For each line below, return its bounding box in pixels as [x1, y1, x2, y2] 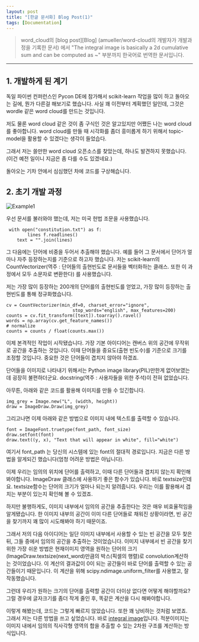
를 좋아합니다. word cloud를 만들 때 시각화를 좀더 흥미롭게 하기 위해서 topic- [6, 128, 184, 135]
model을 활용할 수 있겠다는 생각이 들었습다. [6, 135, 107, 142]
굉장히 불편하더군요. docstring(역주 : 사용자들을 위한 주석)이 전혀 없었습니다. [12, 374, 190, 381]
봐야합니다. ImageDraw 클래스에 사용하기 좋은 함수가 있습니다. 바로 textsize [6, 476, 182, 483]
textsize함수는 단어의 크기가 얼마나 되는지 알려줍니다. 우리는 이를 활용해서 [14, 483, 185, 490]
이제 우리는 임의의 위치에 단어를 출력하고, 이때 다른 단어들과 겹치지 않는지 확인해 [6, 468, 191, 475]
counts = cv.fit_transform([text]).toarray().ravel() [6, 313, 142, 319]
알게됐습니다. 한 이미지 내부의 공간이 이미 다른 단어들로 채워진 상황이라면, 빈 [6, 511, 182, 517]
